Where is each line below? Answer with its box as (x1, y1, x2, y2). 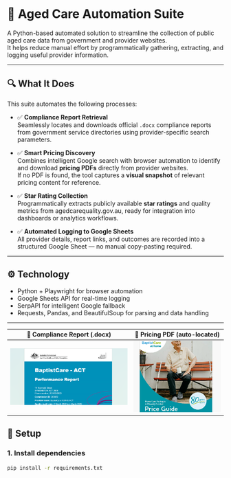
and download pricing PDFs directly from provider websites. (16, 163, 189, 172)
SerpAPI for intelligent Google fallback (16, 301, 126, 310)
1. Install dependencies (7, 448, 86, 457)
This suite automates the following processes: (7, 100, 137, 108)
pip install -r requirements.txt (7, 465, 103, 472)
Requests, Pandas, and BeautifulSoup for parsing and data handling (16, 308, 210, 317)
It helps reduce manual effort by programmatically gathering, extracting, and (7, 43, 224, 52)
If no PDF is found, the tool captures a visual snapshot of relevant (16, 171, 205, 179)
